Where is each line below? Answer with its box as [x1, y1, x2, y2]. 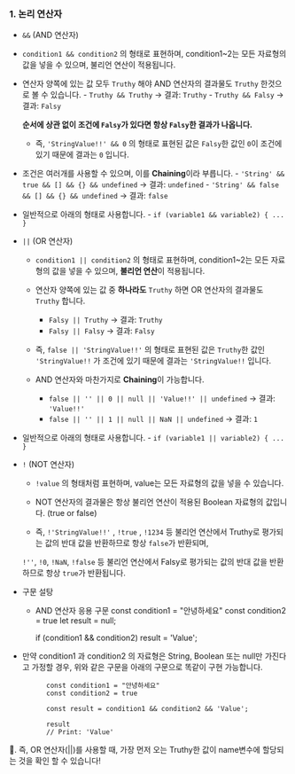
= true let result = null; [35, 615, 117, 626]
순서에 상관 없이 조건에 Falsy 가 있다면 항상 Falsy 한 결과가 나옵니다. [21, 120, 253, 130]
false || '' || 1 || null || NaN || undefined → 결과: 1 [48, 414, 259, 425]
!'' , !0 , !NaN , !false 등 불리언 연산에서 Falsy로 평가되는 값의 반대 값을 [21, 557, 268, 567]
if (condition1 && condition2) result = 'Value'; [35, 632, 198, 644]
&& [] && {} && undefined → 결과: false [21, 191, 168, 201]
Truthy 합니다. [35, 295, 86, 307]
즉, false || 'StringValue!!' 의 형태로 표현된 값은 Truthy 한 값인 [35, 344, 266, 356]
